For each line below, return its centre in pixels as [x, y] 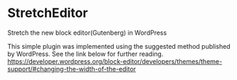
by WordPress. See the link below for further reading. [85, 54]
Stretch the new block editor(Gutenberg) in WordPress [87, 33]
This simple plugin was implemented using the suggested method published [119, 46]
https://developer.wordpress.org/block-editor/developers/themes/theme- [115, 61]
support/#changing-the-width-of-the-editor [72, 69]
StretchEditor [48, 13]
